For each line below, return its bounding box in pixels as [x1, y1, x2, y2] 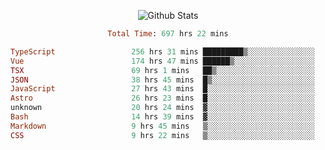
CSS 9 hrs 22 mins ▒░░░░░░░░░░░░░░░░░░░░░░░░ [10, 130, 315, 140]
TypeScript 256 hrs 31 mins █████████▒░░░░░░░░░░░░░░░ [10, 46, 315, 57]
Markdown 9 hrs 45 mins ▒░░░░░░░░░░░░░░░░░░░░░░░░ [10, 121, 315, 131]
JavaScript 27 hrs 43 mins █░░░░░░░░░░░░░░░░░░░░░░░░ [10, 84, 315, 94]
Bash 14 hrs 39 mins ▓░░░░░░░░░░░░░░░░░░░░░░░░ [10, 112, 315, 122]
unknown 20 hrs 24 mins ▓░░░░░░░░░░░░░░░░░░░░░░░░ [10, 103, 315, 113]
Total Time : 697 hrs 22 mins [107, 29, 229, 39]
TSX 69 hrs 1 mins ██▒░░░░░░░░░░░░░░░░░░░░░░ [10, 65, 315, 75]
